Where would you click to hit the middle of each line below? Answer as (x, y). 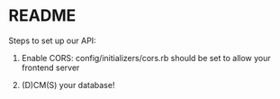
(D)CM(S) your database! (68, 85)
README (42, 16)
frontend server (50, 67)
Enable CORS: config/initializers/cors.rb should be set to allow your (146, 58)
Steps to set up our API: (52, 40)
